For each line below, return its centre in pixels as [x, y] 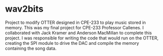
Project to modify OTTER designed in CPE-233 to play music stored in [75, 22]
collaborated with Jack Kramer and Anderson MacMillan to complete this [79, 33]
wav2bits [24, 9]
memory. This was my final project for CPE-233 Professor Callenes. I [74, 27]
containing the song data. [31, 48]
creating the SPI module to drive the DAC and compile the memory [72, 43]
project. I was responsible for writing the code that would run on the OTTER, [82, 38]
